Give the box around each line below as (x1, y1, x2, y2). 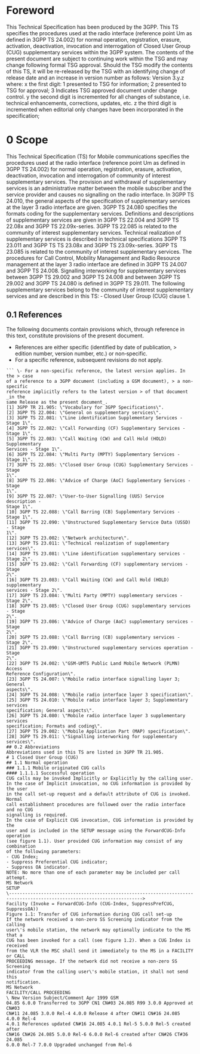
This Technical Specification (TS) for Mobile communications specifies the (6, 153, 190, 160)
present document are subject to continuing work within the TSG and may (6, 55, 188, 62)
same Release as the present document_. (6, 399, 109, 405)
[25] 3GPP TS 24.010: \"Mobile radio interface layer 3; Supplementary (6, 697, 188, 703)
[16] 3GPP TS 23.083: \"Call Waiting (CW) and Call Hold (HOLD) (6, 577, 170, 583)
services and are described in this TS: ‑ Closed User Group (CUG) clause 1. (6, 292, 191, 299)
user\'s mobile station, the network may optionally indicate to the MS (6, 927, 191, 933)
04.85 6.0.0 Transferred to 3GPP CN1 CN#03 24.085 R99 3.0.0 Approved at (6, 1000, 194, 1006)
